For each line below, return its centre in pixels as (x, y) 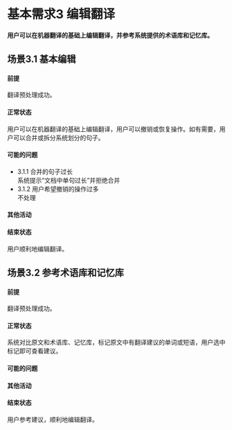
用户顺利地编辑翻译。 (37, 249)
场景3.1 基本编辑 (42, 59)
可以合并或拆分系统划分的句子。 (59, 138)
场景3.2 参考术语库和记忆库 (66, 273)
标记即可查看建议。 (35, 351)
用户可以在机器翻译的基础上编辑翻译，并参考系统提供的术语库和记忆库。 (110, 35)
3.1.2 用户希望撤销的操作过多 (58, 189)
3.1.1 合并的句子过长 (45, 172)
